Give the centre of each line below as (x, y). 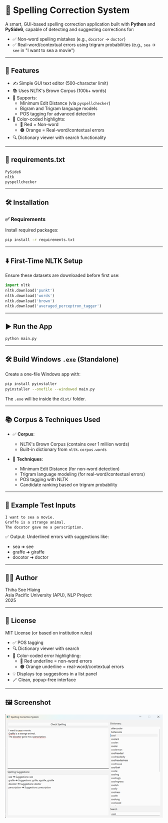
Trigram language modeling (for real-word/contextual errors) (82, 474)
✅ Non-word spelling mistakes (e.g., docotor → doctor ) (69, 39)
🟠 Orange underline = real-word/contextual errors (72, 666)
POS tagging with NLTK (44, 479)
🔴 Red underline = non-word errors (56, 661)
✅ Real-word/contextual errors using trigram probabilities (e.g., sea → (84, 44)
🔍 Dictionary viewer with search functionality (59, 137)
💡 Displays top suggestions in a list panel (55, 673)
